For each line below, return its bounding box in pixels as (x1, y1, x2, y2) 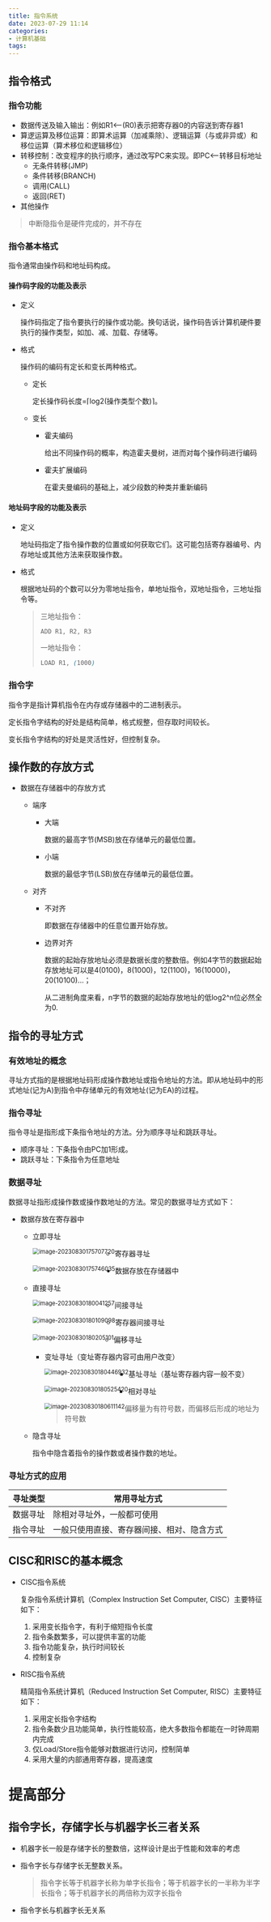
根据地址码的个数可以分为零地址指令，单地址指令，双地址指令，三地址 (19, 584, 255, 594)
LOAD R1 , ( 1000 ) (40, 659, 95, 667)
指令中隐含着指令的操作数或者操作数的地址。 (32, 1447, 182, 1458)
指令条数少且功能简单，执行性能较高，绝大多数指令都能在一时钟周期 (32, 1724, 260, 1733)
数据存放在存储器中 (114, 1265, 180, 1276)
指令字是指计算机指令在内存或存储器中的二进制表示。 (8, 700, 186, 710)
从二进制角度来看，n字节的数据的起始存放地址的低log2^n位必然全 (44, 993, 263, 1003)
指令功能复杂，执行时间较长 (32, 1642, 125, 1651)
